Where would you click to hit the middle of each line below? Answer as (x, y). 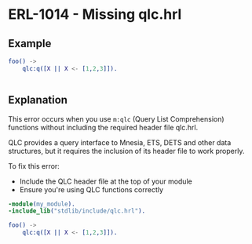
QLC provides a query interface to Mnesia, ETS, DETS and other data (120, 142)
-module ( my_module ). (42, 204)
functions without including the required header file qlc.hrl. (103, 127)
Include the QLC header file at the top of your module (106, 181)
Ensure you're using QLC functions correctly (91, 189)
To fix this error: (34, 166)
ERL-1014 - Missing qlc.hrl (95, 15)
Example (30, 44)
